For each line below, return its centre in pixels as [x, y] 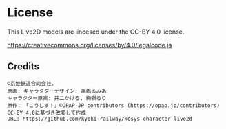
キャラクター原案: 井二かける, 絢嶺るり [57, 98]
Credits [23, 67]
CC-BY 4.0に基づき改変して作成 [47, 113]
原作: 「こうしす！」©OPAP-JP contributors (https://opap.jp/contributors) [114, 105]
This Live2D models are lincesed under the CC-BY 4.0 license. [96, 32]
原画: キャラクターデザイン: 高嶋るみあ [57, 91]
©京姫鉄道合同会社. [31, 84]
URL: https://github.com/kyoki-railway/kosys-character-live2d [100, 119]
